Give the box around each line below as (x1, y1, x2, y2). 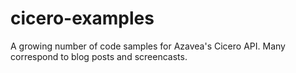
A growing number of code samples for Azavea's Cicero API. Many (10, 40, 286, 52)
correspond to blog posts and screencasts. (10, 50, 188, 62)
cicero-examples (10, 7, 155, 30)
